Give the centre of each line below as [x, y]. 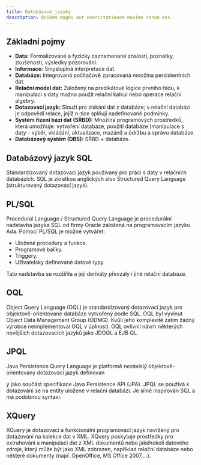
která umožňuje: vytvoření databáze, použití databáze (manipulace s [100, 126]
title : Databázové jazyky [38, 12]
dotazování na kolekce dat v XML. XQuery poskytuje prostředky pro [90, 437]
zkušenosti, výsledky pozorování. [56, 62]
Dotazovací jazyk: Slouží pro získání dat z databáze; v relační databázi [103, 107]
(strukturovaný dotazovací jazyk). [47, 185]
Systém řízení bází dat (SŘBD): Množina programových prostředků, [99, 120]
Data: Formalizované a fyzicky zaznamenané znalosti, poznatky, [94, 56]
